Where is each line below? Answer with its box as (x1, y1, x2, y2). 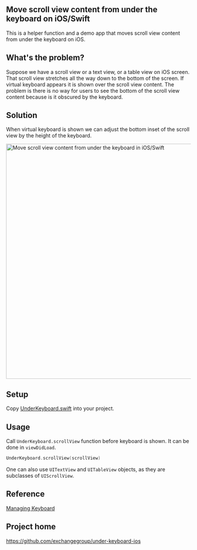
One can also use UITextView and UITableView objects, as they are (6, 465, 166, 472)
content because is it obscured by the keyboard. (6, 93, 123, 100)
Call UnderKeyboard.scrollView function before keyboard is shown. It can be (6, 438, 189, 445)
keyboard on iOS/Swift (6, 14, 90, 24)
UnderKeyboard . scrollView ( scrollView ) (6, 455, 101, 461)
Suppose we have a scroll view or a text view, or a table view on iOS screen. (6, 68, 190, 75)
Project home (6, 522, 56, 532)
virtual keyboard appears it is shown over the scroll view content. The (6, 81, 175, 88)
